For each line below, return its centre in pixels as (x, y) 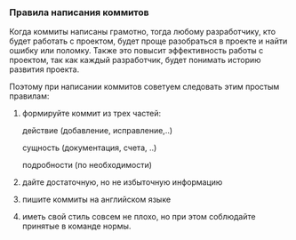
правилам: (29, 96)
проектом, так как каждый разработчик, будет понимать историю (135, 60)
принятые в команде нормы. (76, 226)
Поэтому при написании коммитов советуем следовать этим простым (144, 87)
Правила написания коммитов (79, 12)
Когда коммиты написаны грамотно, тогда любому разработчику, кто (143, 32)
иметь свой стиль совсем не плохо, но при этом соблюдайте (139, 217)
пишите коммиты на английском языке (96, 200)
